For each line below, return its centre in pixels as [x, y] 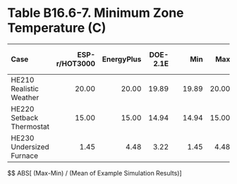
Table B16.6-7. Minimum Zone [96, 13]
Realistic [25, 88]
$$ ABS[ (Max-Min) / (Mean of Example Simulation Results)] [95, 173]
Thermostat [30, 126]
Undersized [30, 147]
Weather [25, 97]
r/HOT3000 [76, 63]
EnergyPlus [122, 59]
